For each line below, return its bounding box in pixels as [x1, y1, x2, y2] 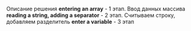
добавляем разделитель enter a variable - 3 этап [6, 18, 135, 25]
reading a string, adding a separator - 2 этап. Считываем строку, [6, 12, 176, 19]
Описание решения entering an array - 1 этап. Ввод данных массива [6, 5, 185, 12]
